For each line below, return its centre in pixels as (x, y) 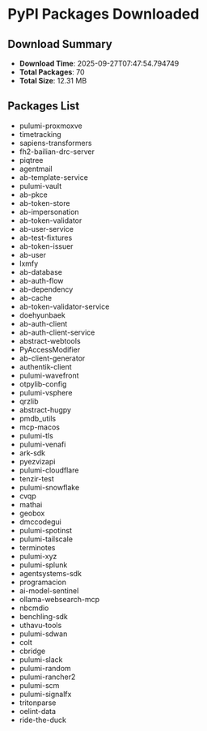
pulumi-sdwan (43, 634)
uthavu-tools (40, 625)
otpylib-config (43, 384)
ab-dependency (46, 289)
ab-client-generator (52, 358)
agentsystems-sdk (51, 573)
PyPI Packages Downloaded (103, 14)
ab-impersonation (49, 212)
